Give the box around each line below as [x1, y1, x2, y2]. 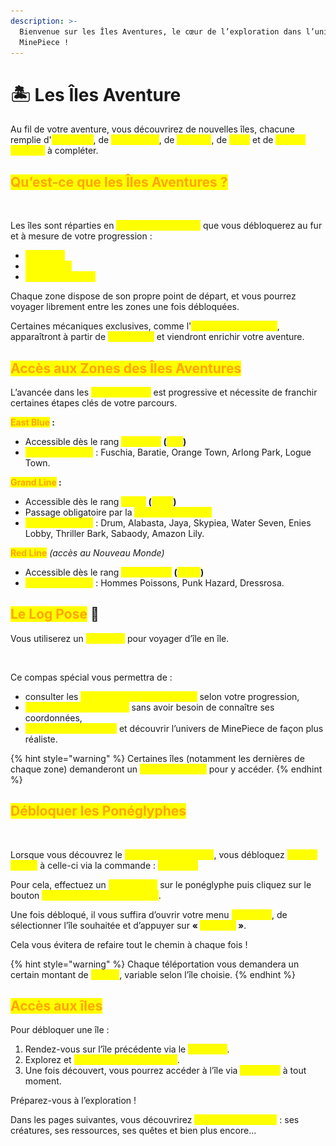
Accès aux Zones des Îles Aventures [10, 360, 242, 377]
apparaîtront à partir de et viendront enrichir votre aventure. [10, 331, 305, 343]
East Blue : [10, 416, 56, 428]
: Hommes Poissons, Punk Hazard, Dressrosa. [95, 576, 285, 589]
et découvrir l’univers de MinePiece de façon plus [118, 722, 324, 734]
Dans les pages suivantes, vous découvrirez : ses [10, 1114, 300, 1126]
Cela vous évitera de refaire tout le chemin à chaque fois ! [10, 938, 248, 950]
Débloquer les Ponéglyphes [10, 803, 187, 820]
